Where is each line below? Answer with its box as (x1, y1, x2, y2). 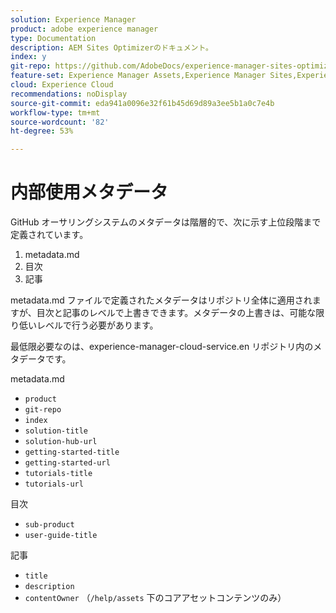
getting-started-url (24, 458, 111, 468)
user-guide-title (24, 531, 98, 541)
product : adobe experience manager (10, 24, 159, 34)
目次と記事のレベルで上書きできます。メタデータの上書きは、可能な (36, 307, 317, 319)
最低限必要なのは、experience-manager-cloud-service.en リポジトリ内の (10, 341, 314, 353)
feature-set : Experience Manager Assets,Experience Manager (10, 71, 267, 81)
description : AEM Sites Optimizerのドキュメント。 (10, 42, 213, 53)
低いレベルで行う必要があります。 (18, 319, 159, 331)
